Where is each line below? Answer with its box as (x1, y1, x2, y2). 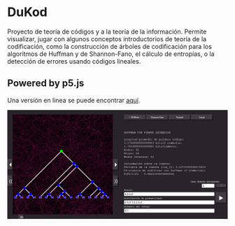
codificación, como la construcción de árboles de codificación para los (7, 42, 212, 50)
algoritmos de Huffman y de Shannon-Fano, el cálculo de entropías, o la (7, 50, 215, 58)
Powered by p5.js (7, 78, 85, 90)
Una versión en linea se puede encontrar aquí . (7, 96, 141, 104)
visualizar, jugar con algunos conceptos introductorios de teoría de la (7, 34, 207, 43)
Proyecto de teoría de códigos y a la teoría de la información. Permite (7, 27, 207, 36)
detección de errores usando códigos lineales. (7, 57, 141, 65)
